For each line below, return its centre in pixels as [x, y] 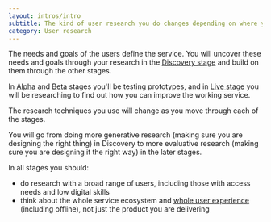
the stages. [27, 119]
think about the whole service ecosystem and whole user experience [135, 201]
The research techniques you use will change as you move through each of [133, 111]
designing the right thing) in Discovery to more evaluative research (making [133, 144]
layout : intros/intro [45, 16]
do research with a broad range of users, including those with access [135, 183]
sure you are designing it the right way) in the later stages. [105, 152]
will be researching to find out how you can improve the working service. [129, 95]
